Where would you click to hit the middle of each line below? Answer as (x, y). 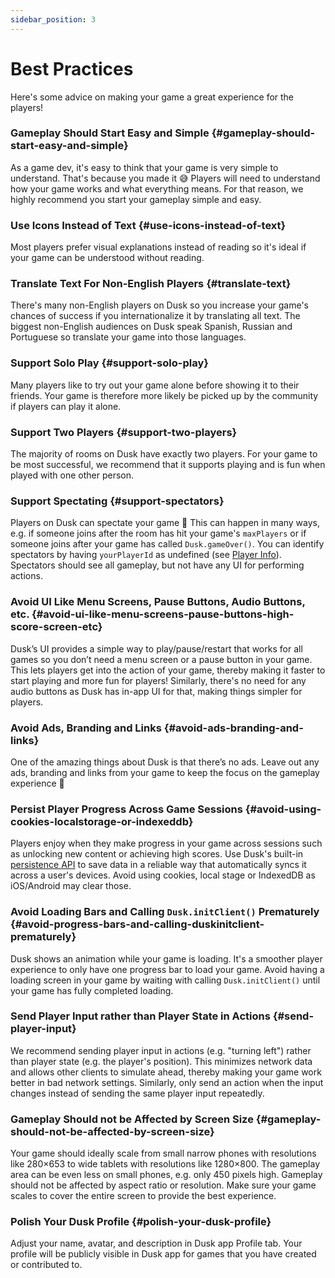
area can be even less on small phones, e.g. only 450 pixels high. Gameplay (166, 1175)
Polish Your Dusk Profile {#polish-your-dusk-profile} (141, 1222)
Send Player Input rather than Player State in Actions (140, 1016)
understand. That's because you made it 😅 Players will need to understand (165, 178)
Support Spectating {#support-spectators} (117, 501)
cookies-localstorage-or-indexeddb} (102, 821)
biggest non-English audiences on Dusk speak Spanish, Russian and (151, 327)
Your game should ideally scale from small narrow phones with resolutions (163, 1153)
